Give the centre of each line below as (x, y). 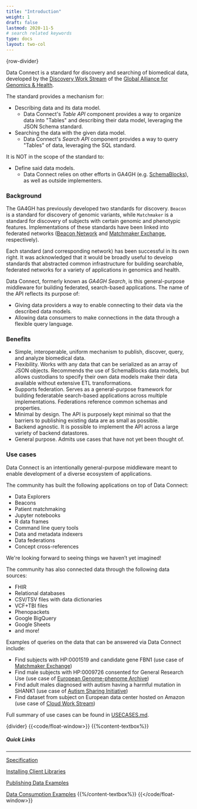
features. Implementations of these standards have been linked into (87, 228)
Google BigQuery (35, 618)
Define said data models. (45, 168)
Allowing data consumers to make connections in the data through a (97, 317)
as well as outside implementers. (63, 180)
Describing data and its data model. (57, 108)
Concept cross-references (47, 546)
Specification (22, 760)
